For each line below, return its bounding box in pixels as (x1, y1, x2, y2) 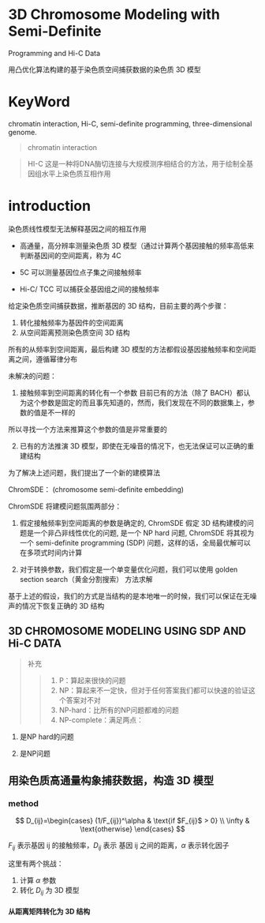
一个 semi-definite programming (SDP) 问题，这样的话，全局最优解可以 (19, 538, 251, 547)
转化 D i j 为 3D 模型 (19, 886, 80, 897)
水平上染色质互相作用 (41, 168, 111, 178)
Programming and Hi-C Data (8, 48, 101, 58)
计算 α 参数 (19, 876, 57, 885)
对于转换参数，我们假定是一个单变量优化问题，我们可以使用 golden (19, 565, 238, 574)
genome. (8, 127, 37, 137)
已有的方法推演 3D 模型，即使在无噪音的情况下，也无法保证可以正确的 (19, 441, 248, 451)
